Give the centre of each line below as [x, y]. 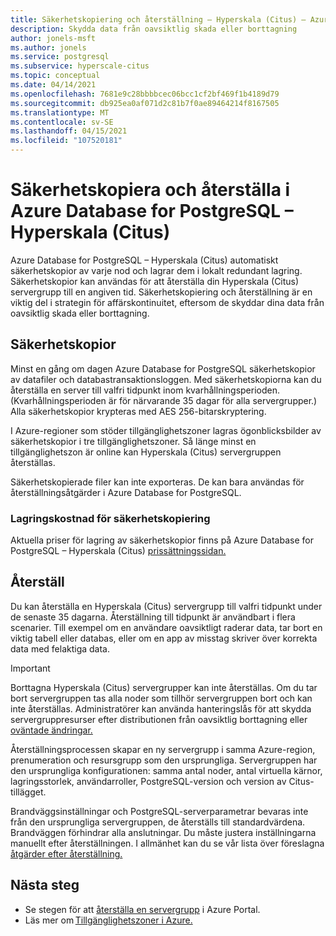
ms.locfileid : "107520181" [66, 141]
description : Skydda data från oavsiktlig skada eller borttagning [154, 29]
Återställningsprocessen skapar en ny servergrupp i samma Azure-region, [163, 749]
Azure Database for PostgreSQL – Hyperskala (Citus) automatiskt [144, 260]
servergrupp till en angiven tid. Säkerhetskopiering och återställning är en [161, 292]
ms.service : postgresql [60, 57]
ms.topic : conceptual [55, 76]
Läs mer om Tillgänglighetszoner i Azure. [108, 920]
